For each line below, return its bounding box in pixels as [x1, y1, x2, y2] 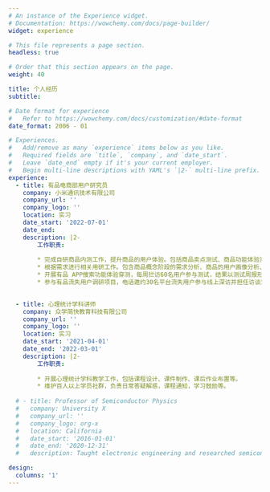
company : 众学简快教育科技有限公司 [22, 307, 127, 315]
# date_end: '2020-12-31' [15, 442, 110, 450]
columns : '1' [15, 471, 59, 479]
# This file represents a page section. [8, 41, 146, 49]
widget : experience [8, 26, 74, 35]
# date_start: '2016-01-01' [15, 434, 117, 442]
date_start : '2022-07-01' [22, 218, 110, 226]
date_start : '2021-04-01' [22, 338, 110, 346]
